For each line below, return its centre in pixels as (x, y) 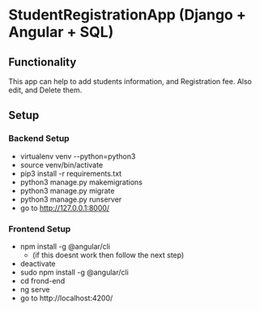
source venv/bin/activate (62, 164)
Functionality (43, 62)
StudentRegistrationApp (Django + (128, 15)
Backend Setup (39, 138)
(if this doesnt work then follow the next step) (108, 255)
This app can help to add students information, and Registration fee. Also (130, 81)
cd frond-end (43, 280)
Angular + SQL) (61, 32)
